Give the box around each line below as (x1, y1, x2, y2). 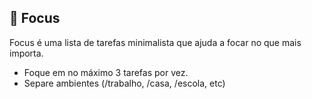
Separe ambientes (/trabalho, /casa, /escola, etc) (23, 77, 226, 89)
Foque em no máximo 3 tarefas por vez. (23, 66, 189, 78)
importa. (9, 47, 44, 59)
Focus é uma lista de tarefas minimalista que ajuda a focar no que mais (9, 36, 302, 48)
